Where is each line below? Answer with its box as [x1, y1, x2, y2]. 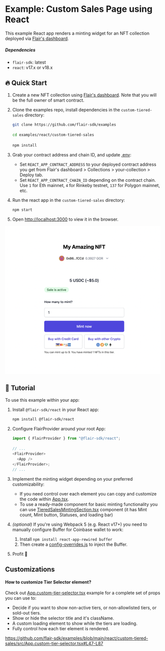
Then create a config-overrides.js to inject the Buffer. [19, 541, 128, 547]
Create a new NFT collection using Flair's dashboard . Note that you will [12, 92, 157, 98]
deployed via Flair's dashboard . [5, 36, 69, 41]
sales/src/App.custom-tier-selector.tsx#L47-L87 [5, 641, 103, 647]
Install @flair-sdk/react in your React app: [12, 406, 99, 413]
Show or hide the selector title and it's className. [12, 615, 114, 621]
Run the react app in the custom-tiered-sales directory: [12, 197, 125, 203]
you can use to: [5, 595, 37, 601]
